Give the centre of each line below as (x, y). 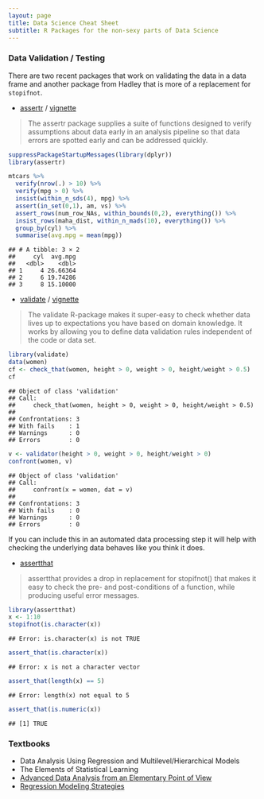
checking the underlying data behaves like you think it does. (107, 547)
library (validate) (39, 355)
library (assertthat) (43, 610)
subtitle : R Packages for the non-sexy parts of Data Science (113, 30)
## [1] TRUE (28, 723)
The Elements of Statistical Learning (79, 770)
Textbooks (29, 743)
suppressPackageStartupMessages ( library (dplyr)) (90, 155)
